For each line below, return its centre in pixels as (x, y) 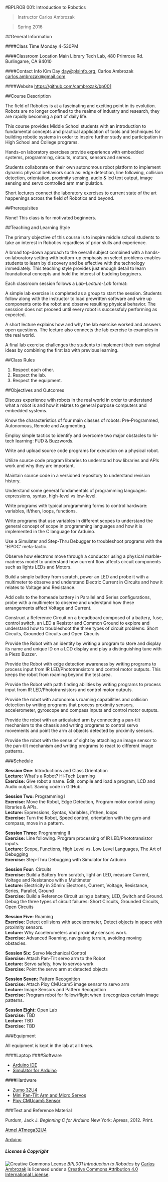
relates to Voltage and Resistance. (41, 587)
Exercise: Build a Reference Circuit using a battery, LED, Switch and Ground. (84, 896)
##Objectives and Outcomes (35, 390)
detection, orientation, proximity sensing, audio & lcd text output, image (79, 178)
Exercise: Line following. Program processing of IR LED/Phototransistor (79, 838)
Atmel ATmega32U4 (26, 1130)
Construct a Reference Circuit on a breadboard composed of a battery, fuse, (84, 618)
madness (15, 562)
